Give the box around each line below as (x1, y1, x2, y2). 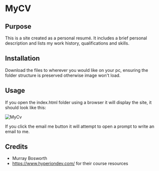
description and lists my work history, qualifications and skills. (5, 40, 130, 46)
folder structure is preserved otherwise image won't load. (5, 72, 121, 78)
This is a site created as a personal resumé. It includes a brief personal (5, 35, 147, 41)
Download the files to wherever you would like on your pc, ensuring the (5, 67, 148, 73)
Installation (5, 54, 40, 63)
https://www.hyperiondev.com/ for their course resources (12, 161, 128, 167)
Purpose (5, 22, 32, 31)
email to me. (5, 128, 30, 134)
